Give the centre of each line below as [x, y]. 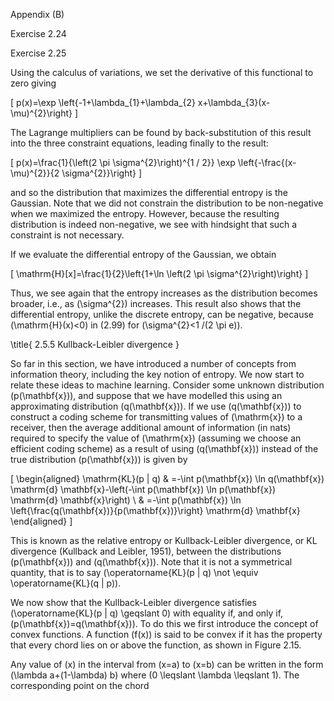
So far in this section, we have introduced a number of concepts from [153, 363]
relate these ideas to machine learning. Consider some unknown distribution [167, 385]
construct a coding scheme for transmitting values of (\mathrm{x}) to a [156, 417]
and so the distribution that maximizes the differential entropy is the [149, 192]
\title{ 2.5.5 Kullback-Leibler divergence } [95, 344]
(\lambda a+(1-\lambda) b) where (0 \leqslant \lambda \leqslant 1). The [155, 675]
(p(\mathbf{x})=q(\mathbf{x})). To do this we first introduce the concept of [164, 623]
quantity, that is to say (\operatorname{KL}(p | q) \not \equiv [134, 572]
